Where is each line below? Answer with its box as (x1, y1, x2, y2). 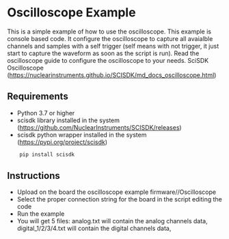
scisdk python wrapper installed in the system (16, 130, 147, 139)
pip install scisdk (19, 151, 75, 158)
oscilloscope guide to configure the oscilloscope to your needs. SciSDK (7, 56, 209, 64)
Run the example (16, 210, 65, 218)
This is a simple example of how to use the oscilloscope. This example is (7, 27, 212, 36)
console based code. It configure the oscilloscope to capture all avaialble (7, 34, 213, 42)
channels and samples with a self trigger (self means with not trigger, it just (7, 42, 219, 50)
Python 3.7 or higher (16, 109, 75, 117)
